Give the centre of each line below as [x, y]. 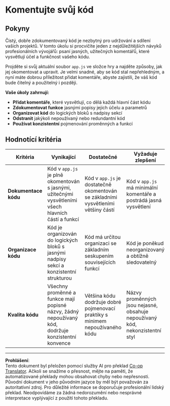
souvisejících [100, 262]
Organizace [22, 249]
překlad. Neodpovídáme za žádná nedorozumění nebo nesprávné [74, 392]
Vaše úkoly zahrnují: [27, 92]
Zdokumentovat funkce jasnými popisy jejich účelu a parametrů [80, 107]
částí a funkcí [63, 219]
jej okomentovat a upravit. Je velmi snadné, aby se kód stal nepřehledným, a [85, 72]
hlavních [57, 213]
